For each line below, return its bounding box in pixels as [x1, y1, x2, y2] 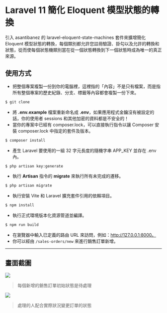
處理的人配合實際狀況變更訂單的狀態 [17, 302, 92, 308]
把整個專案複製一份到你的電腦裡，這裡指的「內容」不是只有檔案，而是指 [12, 83, 161, 89]
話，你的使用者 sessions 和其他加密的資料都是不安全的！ [12, 115, 129, 121]
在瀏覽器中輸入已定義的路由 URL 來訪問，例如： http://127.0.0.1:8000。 [12, 232, 157, 238]
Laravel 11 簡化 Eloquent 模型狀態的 [5, 4, 151, 16]
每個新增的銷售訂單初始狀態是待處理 [17, 282, 92, 288]
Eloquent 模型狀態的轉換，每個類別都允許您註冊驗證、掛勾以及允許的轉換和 [5, 40, 160, 46]
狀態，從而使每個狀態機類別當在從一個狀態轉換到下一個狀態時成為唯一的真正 [5, 47, 162, 53]
